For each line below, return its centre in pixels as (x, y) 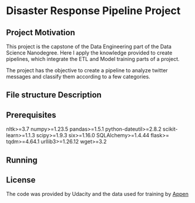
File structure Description (54, 95)
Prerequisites (31, 115)
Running (22, 160)
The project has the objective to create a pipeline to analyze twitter (87, 70)
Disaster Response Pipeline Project (93, 11)
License (21, 180)
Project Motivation (41, 33)
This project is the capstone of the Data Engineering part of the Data (89, 46)
